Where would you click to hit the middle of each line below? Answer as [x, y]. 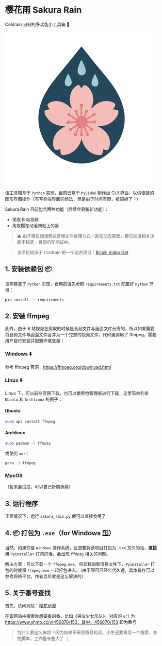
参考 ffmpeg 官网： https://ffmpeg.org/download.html [58, 367]
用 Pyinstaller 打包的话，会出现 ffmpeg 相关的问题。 [58, 554]
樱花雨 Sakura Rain [43, 10]
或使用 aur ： [17, 453]
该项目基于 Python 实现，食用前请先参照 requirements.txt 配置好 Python [77, 284]
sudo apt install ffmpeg [30, 422]
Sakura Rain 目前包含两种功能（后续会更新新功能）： [57, 209]
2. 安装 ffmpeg [27, 316]
